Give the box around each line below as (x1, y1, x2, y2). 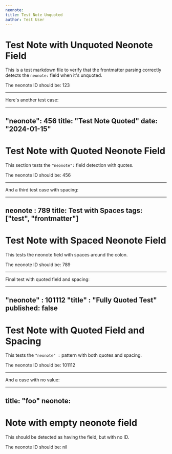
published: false (5, 304, 58, 313)
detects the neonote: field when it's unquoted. (5, 72, 102, 78)
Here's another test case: (5, 97, 59, 103)
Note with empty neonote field (5, 417, 137, 428)
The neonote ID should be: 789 (5, 262, 71, 268)
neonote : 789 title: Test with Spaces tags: (5, 206, 143, 215)
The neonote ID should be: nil (5, 444, 68, 450)
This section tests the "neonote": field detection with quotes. (5, 162, 134, 168)
